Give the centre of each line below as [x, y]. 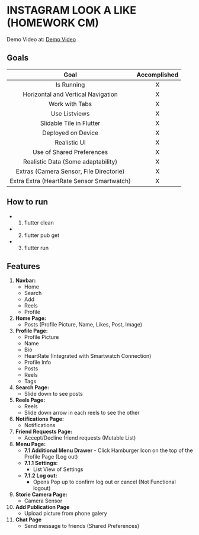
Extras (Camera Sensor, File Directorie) [70, 171]
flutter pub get [42, 235]
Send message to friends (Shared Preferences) [82, 526]
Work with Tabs [70, 104]
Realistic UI [70, 142]
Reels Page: [30, 400]
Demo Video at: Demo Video [41, 39]
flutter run [36, 248]
